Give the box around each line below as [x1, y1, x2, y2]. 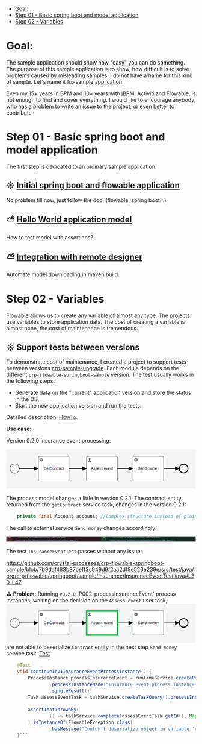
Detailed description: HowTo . [6, 414, 78, 421]
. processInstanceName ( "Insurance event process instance [49, 681, 195, 687]
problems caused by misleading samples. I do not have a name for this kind [6, 72, 194, 79]
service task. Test [6, 650, 50, 657]
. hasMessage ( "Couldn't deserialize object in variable [49, 726, 189, 732]
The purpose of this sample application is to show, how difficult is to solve [6, 65, 189, 72]
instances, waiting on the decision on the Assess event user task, [6, 596, 167, 604]
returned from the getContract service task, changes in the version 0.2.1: [6, 500, 186, 508]
